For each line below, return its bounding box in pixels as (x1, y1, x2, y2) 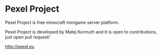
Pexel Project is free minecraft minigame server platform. (5, 19, 119, 25)
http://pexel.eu (5, 43, 35, 49)
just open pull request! (5, 34, 50, 40)
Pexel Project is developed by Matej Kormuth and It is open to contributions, (5, 29, 157, 35)
